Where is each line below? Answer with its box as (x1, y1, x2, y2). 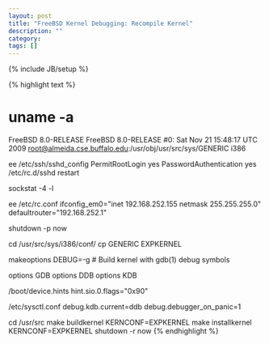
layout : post (8, 11, 53, 20)
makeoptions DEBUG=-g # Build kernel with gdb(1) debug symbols (8, 255, 230, 265)
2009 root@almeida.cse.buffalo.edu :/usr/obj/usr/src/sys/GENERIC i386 (8, 143, 246, 154)
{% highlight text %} (8, 80, 76, 90)
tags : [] (8, 42, 38, 50)
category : (8, 34, 42, 43)
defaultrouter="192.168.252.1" (8, 208, 107, 218)
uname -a (8, 108, 74, 126)
